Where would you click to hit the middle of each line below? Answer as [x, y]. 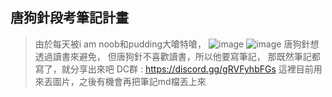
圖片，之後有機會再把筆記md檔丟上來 [129, 81]
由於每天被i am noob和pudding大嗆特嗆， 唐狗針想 [177, 44]
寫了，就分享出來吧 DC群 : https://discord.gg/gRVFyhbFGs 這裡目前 [174, 69]
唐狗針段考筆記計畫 [69, 18]
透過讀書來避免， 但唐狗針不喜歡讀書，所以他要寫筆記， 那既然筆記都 [177, 56]
